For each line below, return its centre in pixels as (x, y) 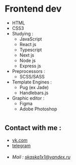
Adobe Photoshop (38, 109)
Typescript (31, 50)
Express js (30, 66)
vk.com (20, 140)
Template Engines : (32, 82)
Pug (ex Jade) (34, 87)
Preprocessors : (28, 71)
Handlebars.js (34, 93)
